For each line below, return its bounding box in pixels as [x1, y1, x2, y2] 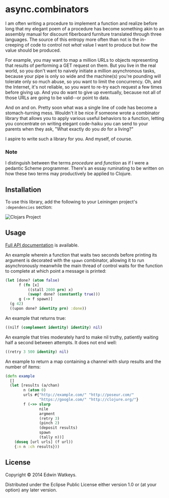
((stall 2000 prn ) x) [27, 287, 73, 292]
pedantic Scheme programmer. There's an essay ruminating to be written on [5, 165, 164, 172]
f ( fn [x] [18, 282, 39, 287]
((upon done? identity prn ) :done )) [10, 306, 87, 311]
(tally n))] [39, 435, 65, 440]
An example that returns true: [5, 315, 67, 321]
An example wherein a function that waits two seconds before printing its [5, 252, 157, 258]
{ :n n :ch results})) [14, 444, 60, 449]
